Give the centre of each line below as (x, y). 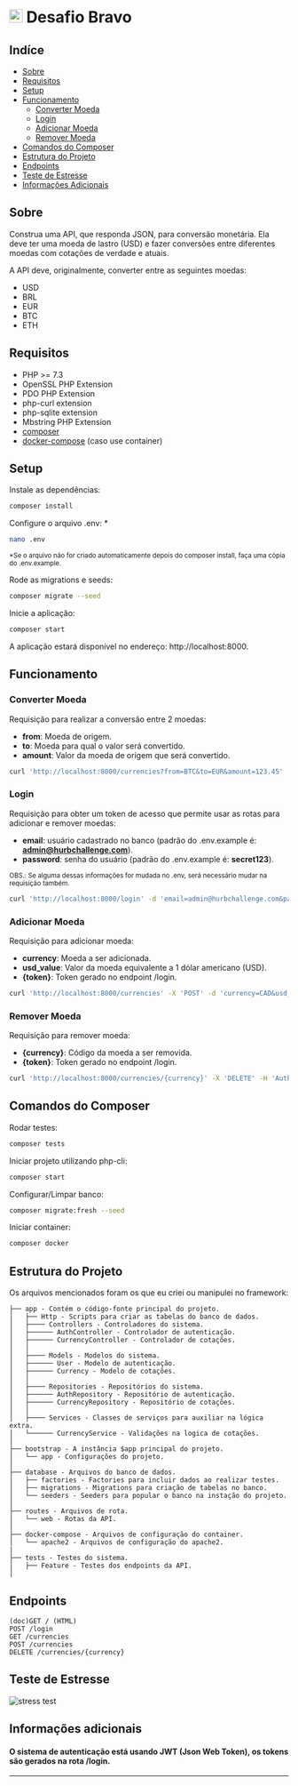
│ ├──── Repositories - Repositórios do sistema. (106, 1387)
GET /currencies (39, 1637)
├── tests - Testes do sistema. (69, 1558)
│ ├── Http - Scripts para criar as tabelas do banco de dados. (134, 1317)
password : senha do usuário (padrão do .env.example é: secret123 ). (148, 859)
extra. (21, 1426)
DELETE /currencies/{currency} (67, 1652)
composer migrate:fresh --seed (67, 1210)
